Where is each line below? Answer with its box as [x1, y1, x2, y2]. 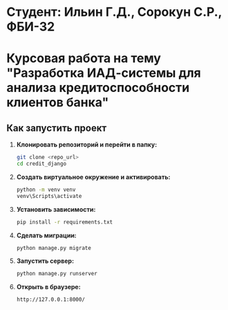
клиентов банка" [6, 95, 109, 111]
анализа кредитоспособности [6, 80, 190, 95]
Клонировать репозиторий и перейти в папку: [16, 140, 158, 149]
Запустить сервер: [16, 257, 74, 265]
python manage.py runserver [16, 271, 97, 277]
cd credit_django [16, 161, 67, 167]
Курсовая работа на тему [6, 51, 162, 66]
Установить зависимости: [16, 205, 96, 213]
